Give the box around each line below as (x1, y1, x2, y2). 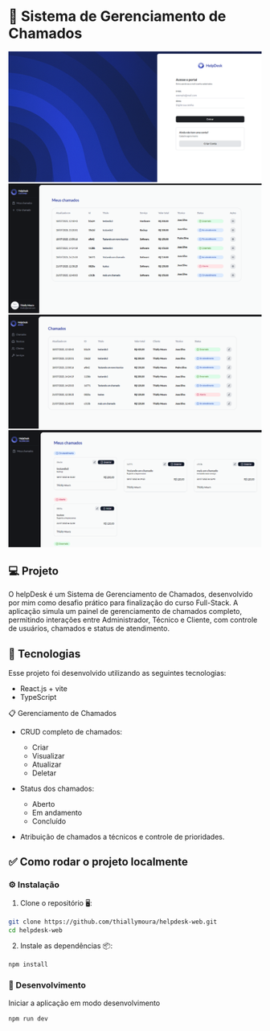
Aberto (31, 800, 55, 809)
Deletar (31, 768, 57, 778)
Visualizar (31, 751, 65, 761)
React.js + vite (19, 684, 68, 693)
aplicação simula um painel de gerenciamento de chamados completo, (8, 607, 243, 616)
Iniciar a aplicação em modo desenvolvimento (8, 998, 161, 1008)
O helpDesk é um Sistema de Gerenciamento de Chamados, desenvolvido (8, 590, 253, 599)
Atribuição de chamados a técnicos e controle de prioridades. (19, 832, 225, 842)
